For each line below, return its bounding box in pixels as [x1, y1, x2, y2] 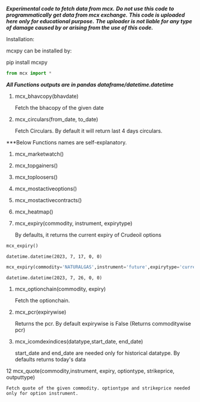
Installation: [6, 36, 35, 42]
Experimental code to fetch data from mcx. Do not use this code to [6, 5, 174, 12]
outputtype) [6, 373, 36, 381]
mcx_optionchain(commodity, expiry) [14, 285, 106, 292]
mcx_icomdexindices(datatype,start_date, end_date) [14, 338, 143, 345]
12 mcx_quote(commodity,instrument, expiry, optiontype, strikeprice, [6, 367, 174, 375]
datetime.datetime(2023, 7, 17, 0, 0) [6, 253, 102, 259]
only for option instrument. [6, 390, 79, 396]
